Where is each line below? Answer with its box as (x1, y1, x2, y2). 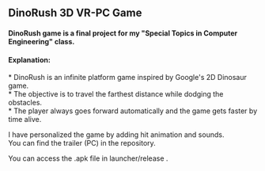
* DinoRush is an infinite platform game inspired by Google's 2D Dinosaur (8, 73, 248, 82)
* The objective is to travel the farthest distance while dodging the (8, 89, 224, 99)
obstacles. (8, 98, 42, 108)
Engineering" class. (8, 36, 75, 46)
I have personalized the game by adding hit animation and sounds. (8, 130, 225, 139)
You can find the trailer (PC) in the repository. (8, 139, 156, 148)
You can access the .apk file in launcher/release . (8, 154, 168, 163)
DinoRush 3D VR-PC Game (8, 6, 142, 20)
